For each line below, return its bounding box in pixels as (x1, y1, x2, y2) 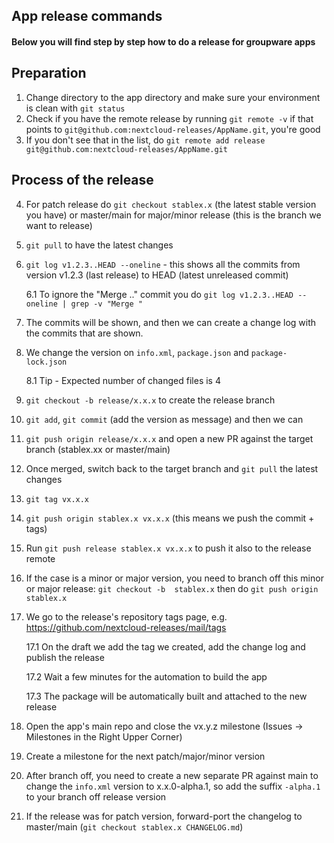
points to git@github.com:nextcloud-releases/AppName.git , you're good (25, 123, 321, 135)
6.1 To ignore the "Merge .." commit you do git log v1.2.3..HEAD (25, 288, 294, 300)
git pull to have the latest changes (25, 239, 174, 251)
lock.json (25, 357, 68, 367)
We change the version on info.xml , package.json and (25, 346, 249, 358)
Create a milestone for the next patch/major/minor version (25, 750, 266, 762)
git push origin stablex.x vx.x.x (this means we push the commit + (25, 512, 315, 524)
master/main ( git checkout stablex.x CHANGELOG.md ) (25, 820, 244, 833)
